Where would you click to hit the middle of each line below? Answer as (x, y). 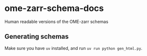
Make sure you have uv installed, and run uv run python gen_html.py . (73, 48)
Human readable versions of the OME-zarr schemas (56, 22)
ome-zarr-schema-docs (54, 8)
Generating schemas (37, 37)
